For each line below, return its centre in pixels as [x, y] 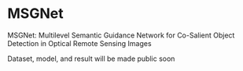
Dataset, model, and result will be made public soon [91, 59]
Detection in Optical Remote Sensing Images [79, 43]
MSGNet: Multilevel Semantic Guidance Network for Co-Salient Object [121, 35]
